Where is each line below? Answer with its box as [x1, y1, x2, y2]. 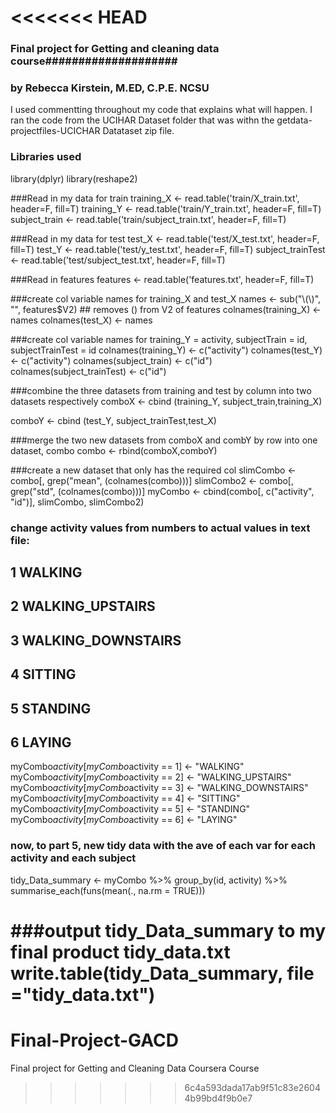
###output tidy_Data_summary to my [10, 919, 326, 942]
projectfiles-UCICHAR [10, 125, 101, 137]
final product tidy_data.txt [10, 941, 231, 963]
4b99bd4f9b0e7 [184, 1092, 253, 1104]
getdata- [276, 114, 313, 126]
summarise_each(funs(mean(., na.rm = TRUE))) [10, 884, 206, 896]
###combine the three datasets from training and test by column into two [10, 384, 312, 396]
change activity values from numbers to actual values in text [10, 521, 311, 535]
